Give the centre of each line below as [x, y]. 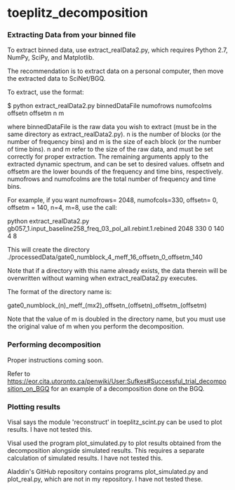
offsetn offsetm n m [36, 113]
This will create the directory [48, 250]
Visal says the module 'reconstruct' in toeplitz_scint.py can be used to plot [115, 422]
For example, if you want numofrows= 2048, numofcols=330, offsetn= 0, [113, 200]
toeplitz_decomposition [78, 13]
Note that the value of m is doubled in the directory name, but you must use [116, 319]
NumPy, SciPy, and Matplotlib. [51, 58]
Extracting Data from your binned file [72, 35]
